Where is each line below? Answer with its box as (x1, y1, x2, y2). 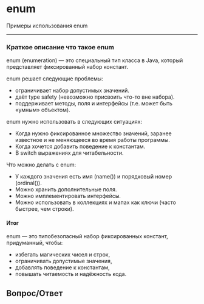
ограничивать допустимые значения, (15, 258, 112, 265)
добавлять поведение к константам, (15, 264, 110, 271)
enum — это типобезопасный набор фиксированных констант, (6, 233, 168, 240)
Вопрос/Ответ (6, 288, 63, 299)
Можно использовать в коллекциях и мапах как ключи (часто (15, 199, 176, 206)
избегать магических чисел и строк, (15, 251, 110, 258)
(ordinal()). (15, 179, 42, 187)
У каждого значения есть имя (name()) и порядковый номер (15, 173, 172, 180)
